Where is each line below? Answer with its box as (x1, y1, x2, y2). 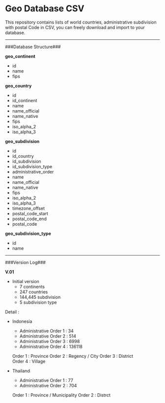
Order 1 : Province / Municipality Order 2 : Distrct (12, 392, 110, 398)
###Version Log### (5, 259, 46, 265)
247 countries (19, 288, 48, 295)
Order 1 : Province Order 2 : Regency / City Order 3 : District (12, 353, 134, 359)
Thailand (12, 368, 30, 374)
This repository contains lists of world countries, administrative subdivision (5, 19, 157, 25)
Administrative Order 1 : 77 (19, 377, 74, 383)
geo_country (5, 83, 32, 88)
